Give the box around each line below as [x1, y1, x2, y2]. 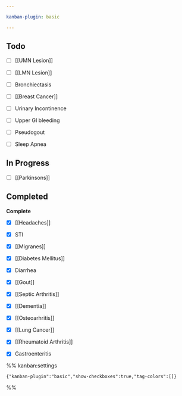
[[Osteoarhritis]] [14, 314, 55, 322]
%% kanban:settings [6, 362, 58, 369]
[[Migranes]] [14, 242, 46, 250]
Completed [6, 192, 49, 202]
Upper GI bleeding [14, 117, 60, 124]
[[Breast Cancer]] [14, 93, 58, 100]
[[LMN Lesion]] [14, 69, 52, 76]
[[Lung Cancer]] [14, 326, 55, 333]
